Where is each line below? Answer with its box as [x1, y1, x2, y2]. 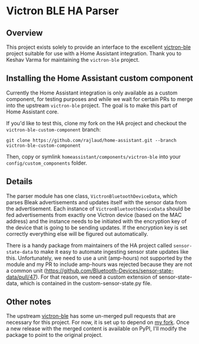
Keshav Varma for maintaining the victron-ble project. [6, 56, 140, 63]
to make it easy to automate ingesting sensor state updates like [34, 248, 189, 255]
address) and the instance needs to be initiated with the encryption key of [6, 217, 187, 225]
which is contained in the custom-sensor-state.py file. [20, 279, 152, 286]
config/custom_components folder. [6, 159, 87, 166]
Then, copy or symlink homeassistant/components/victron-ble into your [6, 153, 181, 160]
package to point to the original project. [6, 332, 103, 339]
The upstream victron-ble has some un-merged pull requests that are [6, 313, 176, 320]
